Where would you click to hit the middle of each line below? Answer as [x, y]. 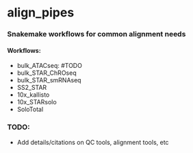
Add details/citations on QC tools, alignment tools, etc [93, 142]
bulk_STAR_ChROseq [47, 73]
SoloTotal [30, 109]
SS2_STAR [32, 88]
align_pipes [41, 13]
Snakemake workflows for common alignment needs [96, 34]
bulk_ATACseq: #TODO [49, 66]
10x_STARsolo [37, 102]
